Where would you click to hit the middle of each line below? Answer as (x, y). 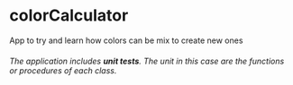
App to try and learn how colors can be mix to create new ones (126, 40)
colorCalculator (69, 16)
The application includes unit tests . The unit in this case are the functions (147, 61)
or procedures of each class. (63, 70)
